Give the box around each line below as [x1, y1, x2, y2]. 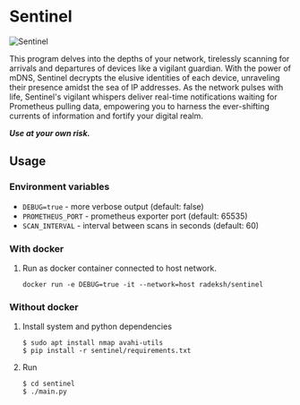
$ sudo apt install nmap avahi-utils [21, 339, 164, 348]
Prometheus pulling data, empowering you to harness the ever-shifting [9, 100, 270, 111]
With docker [9, 242, 64, 254]
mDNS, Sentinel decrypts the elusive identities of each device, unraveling [9, 72, 280, 82]
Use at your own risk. [9, 127, 90, 138]
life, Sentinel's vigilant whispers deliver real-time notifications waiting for [9, 91, 278, 102]
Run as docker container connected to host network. [21, 263, 217, 273]
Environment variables [9, 181, 110, 194]
